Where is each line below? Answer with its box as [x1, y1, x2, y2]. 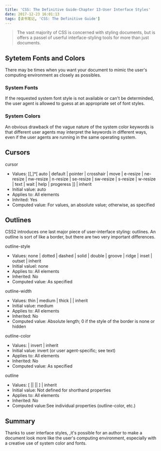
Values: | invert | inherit [12, 342, 59, 349]
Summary [5, 417, 35, 425]
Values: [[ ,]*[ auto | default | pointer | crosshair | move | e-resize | [12, 171, 144, 176]
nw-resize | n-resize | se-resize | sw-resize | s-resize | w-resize [28, 176, 156, 182]
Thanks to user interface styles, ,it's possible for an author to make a [5, 430, 143, 436]
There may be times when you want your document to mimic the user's [5, 67, 147, 73]
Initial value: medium [12, 303, 53, 309]
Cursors [5, 148, 31, 157]
